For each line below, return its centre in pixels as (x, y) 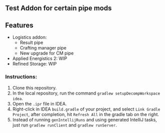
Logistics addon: (29, 37)
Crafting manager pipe (43, 48)
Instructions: (21, 77)
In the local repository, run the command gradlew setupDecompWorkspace (86, 93)
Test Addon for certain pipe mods (58, 8)
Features (19, 25)
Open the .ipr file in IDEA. (39, 103)
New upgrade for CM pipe (47, 53)
